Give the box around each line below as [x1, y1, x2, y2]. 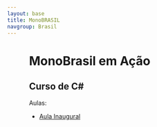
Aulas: [28, 99, 47, 108]
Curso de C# [28, 81, 84, 92]
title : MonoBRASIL [7, 17, 60, 24]
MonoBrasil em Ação [28, 53, 151, 69]
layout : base [7, 10, 45, 17]
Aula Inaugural [39, 112, 81, 121]
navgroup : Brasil [7, 23, 57, 30]
